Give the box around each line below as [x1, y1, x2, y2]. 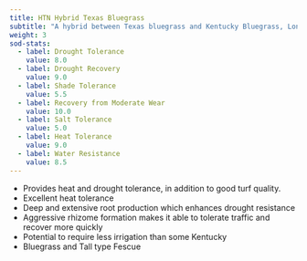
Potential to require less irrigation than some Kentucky [22, 231, 228, 242]
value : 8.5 [26, 157, 68, 167]
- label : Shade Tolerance [17, 81, 117, 90]
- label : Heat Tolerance [17, 132, 112, 141]
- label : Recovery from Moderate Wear [17, 98, 166, 108]
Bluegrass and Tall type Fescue [22, 241, 142, 252]
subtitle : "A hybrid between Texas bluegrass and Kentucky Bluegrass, [9, 22, 284, 31]
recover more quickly [22, 221, 103, 233]
